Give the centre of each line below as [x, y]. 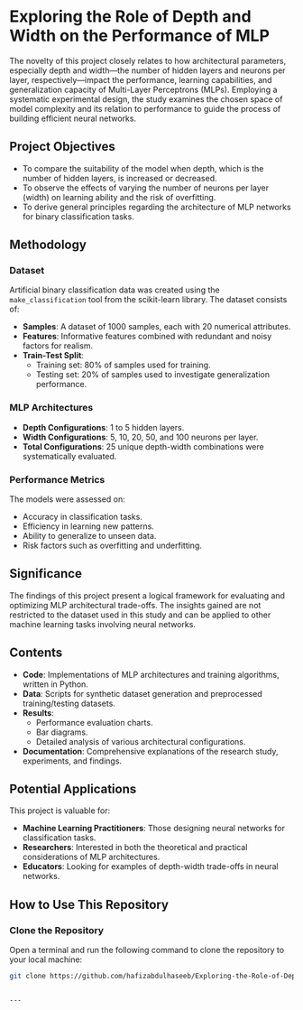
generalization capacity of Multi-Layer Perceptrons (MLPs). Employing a [143, 89]
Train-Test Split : [53, 356]
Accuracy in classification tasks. [82, 517]
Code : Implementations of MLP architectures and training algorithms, [151, 674]
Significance [46, 574]
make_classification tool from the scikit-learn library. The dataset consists [148, 300]
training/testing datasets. [69, 703]
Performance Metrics [57, 479]
